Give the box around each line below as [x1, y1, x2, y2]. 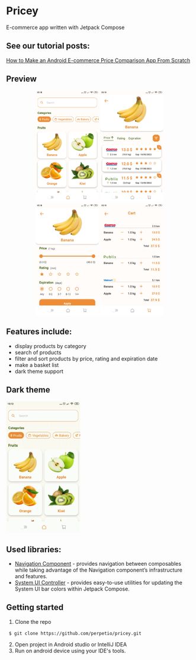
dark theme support [14, 368, 64, 375]
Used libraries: [6, 544, 62, 554]
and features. [14, 572, 47, 579]
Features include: [6, 327, 72, 337]
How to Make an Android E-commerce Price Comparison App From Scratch [6, 56, 191, 63]
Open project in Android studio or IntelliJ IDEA [14, 640, 127, 648]
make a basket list [14, 361, 59, 368]
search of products [14, 349, 62, 356]
